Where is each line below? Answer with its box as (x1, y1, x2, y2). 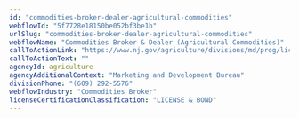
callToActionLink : (9, 46, 77, 55)
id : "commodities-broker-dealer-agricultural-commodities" (9, 12, 233, 22)
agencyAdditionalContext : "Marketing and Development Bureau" (9, 71, 245, 80)
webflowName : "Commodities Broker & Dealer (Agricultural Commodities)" (9, 37, 285, 47)
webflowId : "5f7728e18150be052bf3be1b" (9, 21, 158, 30)
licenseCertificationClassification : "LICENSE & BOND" (9, 95, 217, 105)
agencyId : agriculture (9, 63, 93, 72)
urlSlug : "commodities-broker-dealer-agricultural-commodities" (9, 29, 253, 38)
